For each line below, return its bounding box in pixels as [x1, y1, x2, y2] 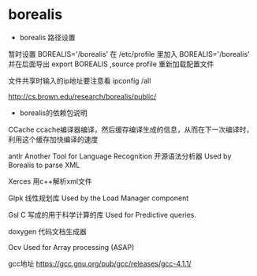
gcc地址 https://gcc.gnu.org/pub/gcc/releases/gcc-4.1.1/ [8, 259, 192, 268]
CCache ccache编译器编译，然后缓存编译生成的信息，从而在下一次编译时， [8, 125, 254, 134]
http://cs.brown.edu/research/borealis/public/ [8, 91, 157, 101]
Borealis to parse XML [8, 160, 80, 170]
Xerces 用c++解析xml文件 [8, 176, 92, 186]
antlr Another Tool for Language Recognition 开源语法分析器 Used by [8, 151, 232, 161]
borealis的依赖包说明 [19, 108, 88, 117]
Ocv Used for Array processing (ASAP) [8, 242, 135, 252]
